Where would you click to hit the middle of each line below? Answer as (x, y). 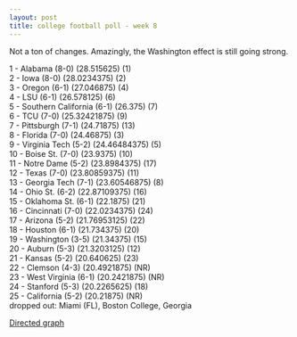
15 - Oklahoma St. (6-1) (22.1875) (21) (78, 201)
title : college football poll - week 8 (83, 26)
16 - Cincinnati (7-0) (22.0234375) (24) (81, 210)
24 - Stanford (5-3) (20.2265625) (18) (79, 286)
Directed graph (37, 323)
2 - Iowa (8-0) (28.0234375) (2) (68, 78)
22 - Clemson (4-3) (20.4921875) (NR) (80, 267)
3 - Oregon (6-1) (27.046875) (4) (69, 87)
